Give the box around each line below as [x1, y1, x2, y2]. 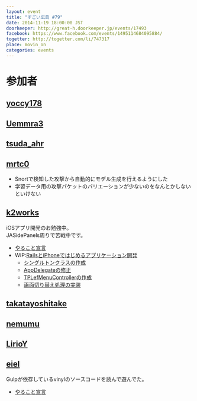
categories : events [6, 47, 54, 53]
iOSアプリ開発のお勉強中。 [6, 224, 72, 231]
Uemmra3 [6, 118, 44, 129]
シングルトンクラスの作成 [23, 259, 86, 266]
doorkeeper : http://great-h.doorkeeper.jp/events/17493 [6, 25, 147, 31]
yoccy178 [6, 98, 43, 108]
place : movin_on [6, 42, 46, 48]
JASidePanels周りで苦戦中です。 [6, 232, 86, 239]
